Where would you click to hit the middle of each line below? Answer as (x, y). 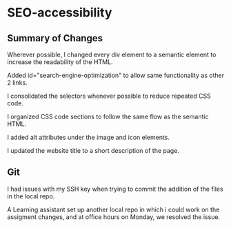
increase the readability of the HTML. (60, 62)
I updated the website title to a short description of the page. (93, 151)
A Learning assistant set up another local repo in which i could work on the (113, 209)
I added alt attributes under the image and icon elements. (89, 137)
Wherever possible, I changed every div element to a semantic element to (112, 54)
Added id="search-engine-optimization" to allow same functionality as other (116, 75)
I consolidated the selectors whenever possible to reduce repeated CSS (109, 96)
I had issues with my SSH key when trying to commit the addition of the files (115, 189)
